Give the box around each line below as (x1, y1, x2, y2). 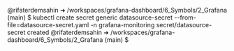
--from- (174, 13, 197, 22)
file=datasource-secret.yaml (7, 21, 89, 29)
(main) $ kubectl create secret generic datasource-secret (7, 13, 173, 22)
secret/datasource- (156, 21, 212, 29)
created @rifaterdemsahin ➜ (27, 28, 110, 36)
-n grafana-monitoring (90, 21, 155, 29)
